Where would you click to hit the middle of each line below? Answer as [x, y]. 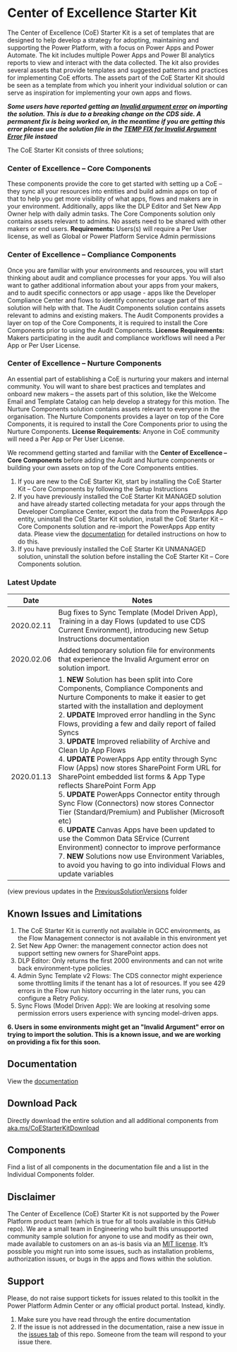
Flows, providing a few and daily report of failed [137, 724]
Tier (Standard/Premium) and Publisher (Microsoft [141, 812]
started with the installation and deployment [131, 706]
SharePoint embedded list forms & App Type [132, 777]
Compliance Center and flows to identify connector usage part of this [108, 300]
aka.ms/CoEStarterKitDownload [54, 1128]
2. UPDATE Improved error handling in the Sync [137, 715]
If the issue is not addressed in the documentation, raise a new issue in [121, 1327]
